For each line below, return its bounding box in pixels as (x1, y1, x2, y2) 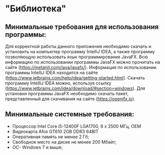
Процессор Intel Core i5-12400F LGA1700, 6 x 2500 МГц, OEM (12, 123, 141, 129)
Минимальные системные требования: (5, 110, 134, 118)
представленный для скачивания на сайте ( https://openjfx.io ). (5, 96, 135, 102)
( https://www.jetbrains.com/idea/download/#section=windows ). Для (5, 85, 145, 91)
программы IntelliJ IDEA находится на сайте (5, 70, 98, 76)
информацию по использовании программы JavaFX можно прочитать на (5, 59, 161, 65)
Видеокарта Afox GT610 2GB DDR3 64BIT (12, 128, 99, 134)
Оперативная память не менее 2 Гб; (12, 134, 89, 140)
